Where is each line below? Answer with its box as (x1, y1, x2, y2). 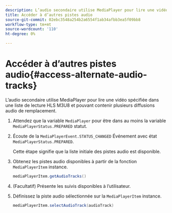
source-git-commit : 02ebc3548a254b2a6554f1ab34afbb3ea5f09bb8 (5, 17, 141, 22)
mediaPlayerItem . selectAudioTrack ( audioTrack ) (12, 203, 114, 208)
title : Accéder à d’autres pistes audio (5, 12, 93, 17)
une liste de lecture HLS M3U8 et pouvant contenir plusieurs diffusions (5, 102, 155, 108)
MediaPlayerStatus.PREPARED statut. (12, 123, 88, 129)
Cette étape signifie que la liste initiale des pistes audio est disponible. (12, 148, 161, 154)
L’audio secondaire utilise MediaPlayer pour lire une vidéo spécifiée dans (5, 96, 159, 103)
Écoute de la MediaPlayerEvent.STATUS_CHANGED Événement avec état (12, 133, 157, 139)
